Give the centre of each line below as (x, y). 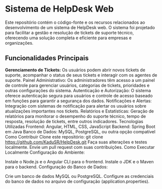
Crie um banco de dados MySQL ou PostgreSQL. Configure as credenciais (80, 176)
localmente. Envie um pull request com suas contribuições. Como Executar (80, 147)
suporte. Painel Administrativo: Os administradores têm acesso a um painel (80, 80)
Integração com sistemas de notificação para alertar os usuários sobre (76, 106)
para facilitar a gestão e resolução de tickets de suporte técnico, (70, 32)
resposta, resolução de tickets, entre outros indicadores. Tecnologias (74, 121)
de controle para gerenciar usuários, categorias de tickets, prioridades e (77, 85)
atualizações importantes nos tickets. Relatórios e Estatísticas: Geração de (80, 111)
